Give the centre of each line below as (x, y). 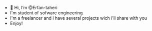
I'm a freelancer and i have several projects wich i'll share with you (78, 18)
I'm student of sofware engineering (46, 13)
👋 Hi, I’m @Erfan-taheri (33, 8)
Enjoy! (16, 23)
